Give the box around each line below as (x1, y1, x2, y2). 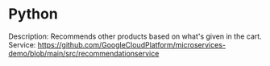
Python (8, 5, 58, 23)
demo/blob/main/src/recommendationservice (8, 48, 160, 58)
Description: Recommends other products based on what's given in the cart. (8, 31, 262, 41)
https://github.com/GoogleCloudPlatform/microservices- (37, 39, 226, 49)
